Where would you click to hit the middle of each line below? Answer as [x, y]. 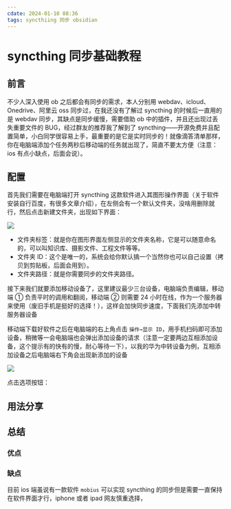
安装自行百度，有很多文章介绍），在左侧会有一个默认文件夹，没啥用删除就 [111, 203]
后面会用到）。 [73, 265]
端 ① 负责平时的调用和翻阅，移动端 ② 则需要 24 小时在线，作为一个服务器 [114, 298]
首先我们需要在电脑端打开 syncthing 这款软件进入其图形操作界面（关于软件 [113, 195]
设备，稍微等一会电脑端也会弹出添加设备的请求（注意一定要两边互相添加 [109, 337]
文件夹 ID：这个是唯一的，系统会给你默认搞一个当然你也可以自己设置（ [117, 257]
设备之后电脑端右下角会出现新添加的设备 [70, 355]
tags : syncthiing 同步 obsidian [52, 20]
